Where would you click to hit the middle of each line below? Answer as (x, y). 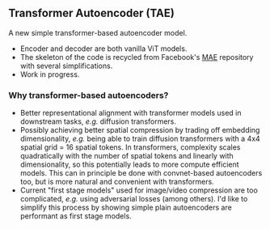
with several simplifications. (66, 66)
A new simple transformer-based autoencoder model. (98, 32)
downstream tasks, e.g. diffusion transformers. (98, 121)
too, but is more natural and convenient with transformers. (117, 182)
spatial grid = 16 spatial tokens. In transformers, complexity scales (130, 147)
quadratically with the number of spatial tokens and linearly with (127, 156)
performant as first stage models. (76, 216)
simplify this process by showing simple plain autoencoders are (126, 208)
